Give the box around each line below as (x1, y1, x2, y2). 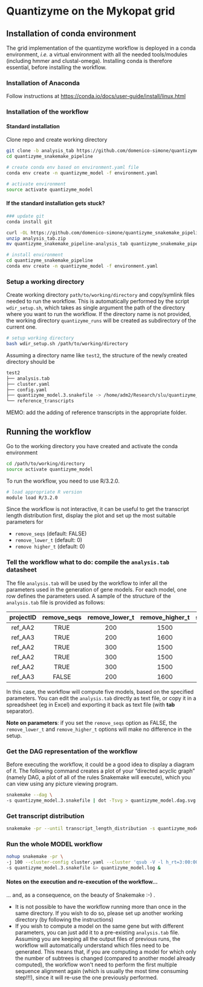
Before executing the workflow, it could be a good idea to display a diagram (6, 761, 195, 768)
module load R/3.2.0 (6, 495, 59, 501)
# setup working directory (6, 335, 74, 342)
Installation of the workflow (6, 108, 89, 116)
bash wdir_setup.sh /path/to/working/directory (6, 341, 129, 347)
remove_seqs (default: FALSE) (14, 530, 87, 537)
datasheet (6, 566, 37, 574)
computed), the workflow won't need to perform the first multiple (14, 961, 177, 968)
